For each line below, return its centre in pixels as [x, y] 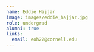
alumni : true [23, 28]
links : [15, 34]
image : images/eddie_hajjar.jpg [47, 17]
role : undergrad [27, 23]
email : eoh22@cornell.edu [45, 39]
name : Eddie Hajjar [31, 12]
